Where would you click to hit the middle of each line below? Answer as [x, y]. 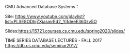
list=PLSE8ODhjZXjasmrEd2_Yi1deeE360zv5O [51, 21]
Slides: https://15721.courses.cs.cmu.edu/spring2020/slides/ [65, 31]
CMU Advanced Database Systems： [42, 7]
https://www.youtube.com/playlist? [50, 16]
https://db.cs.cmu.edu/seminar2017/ [41, 45]
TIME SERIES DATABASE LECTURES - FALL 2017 [54, 40]
